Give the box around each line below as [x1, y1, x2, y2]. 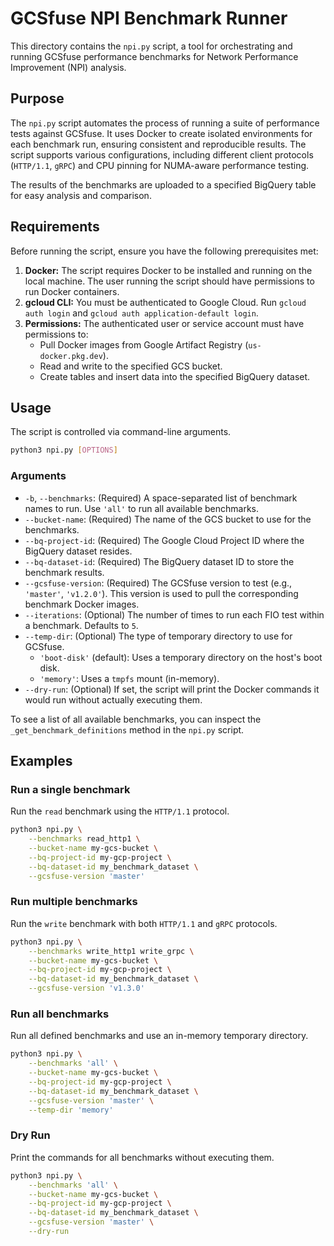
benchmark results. [24, 566, 105, 578]
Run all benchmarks [10, 1007, 110, 1021]
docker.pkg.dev [39, 351, 103, 361]
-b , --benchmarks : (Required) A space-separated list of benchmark [24, 492, 298, 504]
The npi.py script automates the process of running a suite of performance [10, 117, 320, 129]
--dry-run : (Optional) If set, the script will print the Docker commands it [24, 683, 320, 695]
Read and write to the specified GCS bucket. [39, 360, 223, 372]
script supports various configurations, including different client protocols [10, 148, 314, 161]
